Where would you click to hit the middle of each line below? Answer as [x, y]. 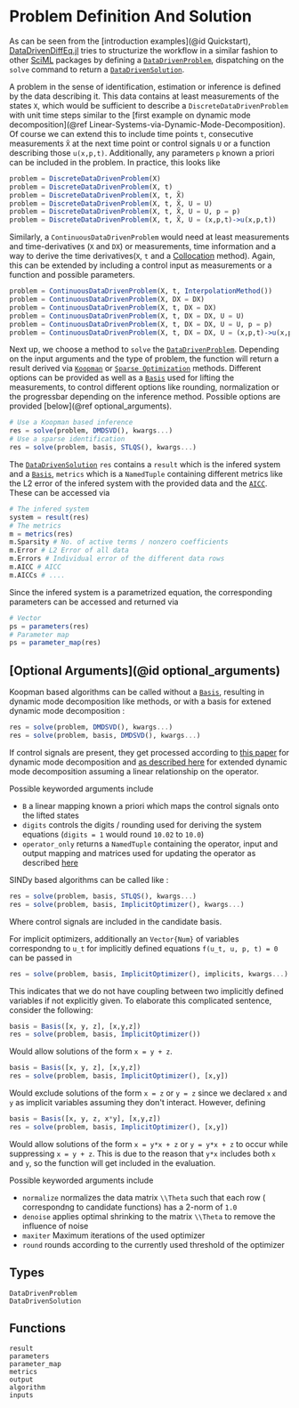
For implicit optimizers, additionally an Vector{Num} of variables [124, 939]
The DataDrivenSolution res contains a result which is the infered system [145, 464]
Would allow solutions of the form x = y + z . [91, 1051]
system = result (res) [49, 517]
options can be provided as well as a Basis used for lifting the [122, 378]
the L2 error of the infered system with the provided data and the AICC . [138, 483]
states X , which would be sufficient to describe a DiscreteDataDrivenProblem [149, 105]
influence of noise [55, 1226]
